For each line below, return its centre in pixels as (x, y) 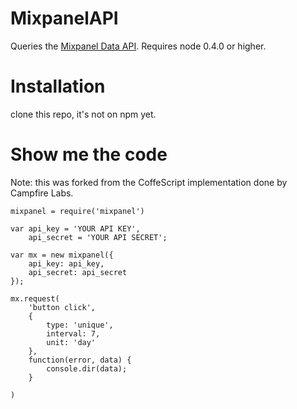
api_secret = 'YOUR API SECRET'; (98, 237)
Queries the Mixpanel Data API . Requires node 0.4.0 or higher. (138, 46)
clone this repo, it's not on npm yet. (83, 114)
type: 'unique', (80, 325)
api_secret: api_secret (78, 272)
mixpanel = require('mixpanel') (77, 211)
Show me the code (89, 154)
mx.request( (35, 298)
